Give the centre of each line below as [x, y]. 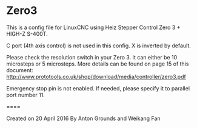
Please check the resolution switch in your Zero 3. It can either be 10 [92, 57]
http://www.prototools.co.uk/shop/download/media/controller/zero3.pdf [96, 76]
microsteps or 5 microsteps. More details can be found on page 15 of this [98, 64]
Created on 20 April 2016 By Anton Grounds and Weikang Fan [83, 118]
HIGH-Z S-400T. [27, 33]
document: [20, 70]
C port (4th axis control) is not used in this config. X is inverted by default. [98, 45]
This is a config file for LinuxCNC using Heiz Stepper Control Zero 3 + [93, 27]
